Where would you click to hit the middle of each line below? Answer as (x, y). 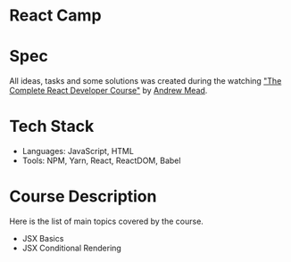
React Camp (55, 16)
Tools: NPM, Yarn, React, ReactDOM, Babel (101, 160)
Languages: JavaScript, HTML (78, 151)
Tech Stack (52, 127)
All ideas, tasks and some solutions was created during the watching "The (145, 81)
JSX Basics (43, 238)
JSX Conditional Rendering (72, 248)
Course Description (83, 196)
